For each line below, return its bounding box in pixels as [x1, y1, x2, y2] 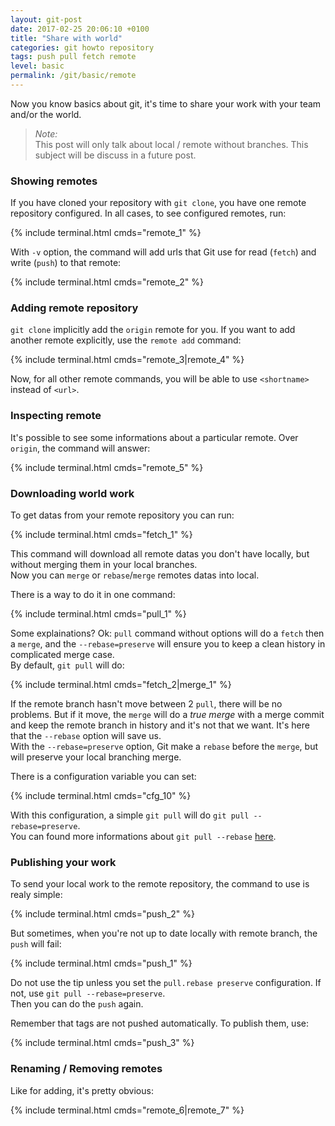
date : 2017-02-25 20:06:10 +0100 [10, 24, 150, 34]
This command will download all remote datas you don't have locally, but [10, 548, 310, 560]
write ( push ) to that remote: [10, 257, 122, 269]
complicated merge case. [10, 649, 115, 661]
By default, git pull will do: [10, 659, 125, 671]
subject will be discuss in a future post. [34, 149, 197, 161]
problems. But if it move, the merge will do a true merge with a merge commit [10, 709, 325, 721]
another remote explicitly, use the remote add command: [10, 334, 242, 346]
